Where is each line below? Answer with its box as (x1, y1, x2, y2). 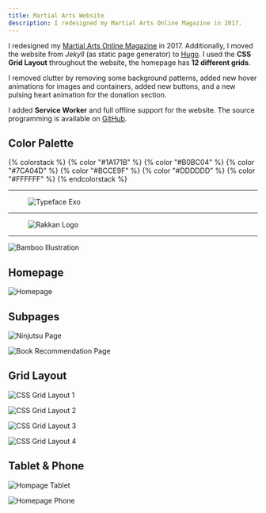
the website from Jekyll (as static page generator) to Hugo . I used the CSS (8, 49, 252, 59)
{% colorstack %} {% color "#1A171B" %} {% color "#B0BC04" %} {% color (8, 158, 255, 167)
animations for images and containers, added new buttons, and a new (8, 81, 236, 91)
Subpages (8, 310, 60, 323)
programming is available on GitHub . (8, 113, 127, 123)
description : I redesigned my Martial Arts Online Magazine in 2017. (8, 19, 243, 27)
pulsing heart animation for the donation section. (8, 90, 167, 99)
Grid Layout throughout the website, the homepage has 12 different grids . (8, 57, 251, 67)
